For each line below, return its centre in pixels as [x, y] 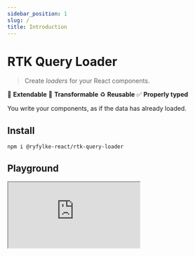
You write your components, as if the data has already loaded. [97, 109]
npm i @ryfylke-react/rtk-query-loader [66, 147]
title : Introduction [38, 27]
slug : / [19, 20]
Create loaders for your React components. [87, 81]
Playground [33, 168]
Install [21, 130]
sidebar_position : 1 [38, 14]
